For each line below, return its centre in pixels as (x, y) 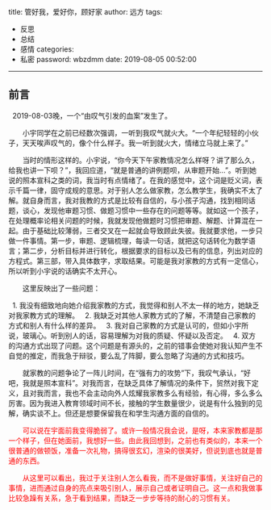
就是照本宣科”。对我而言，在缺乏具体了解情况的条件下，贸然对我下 (141, 382)
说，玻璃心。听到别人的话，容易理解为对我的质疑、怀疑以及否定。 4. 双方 (132, 335)
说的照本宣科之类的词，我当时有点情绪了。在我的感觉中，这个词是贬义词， (132, 180)
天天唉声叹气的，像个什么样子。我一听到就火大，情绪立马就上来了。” (135, 143)
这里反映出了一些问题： (62, 288)
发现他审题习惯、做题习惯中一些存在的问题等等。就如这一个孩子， (153, 210)
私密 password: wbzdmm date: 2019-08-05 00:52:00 (108, 59)
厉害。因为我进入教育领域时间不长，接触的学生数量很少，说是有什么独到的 (132, 403)
